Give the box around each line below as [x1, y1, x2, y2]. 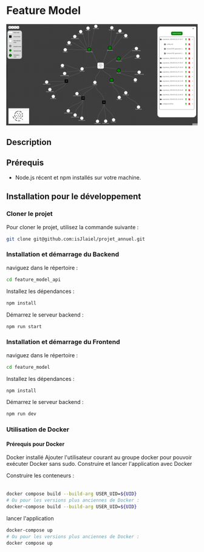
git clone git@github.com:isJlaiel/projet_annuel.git [6, 236, 146, 242]
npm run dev [6, 411, 36, 417]
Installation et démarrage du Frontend [6, 338, 120, 346]
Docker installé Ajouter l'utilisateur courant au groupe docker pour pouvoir [6, 454, 192, 461]
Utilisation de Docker [6, 425, 70, 434]
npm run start [6, 323, 42, 329]
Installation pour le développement [6, 192, 141, 202]
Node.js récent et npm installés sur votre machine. [15, 173, 141, 181]
